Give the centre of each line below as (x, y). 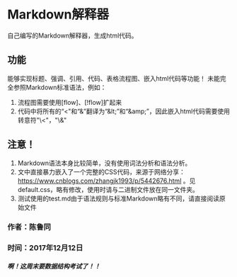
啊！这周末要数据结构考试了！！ (54, 266)
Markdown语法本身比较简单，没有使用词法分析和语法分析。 (104, 163)
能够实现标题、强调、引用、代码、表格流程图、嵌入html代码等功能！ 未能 (114, 78)
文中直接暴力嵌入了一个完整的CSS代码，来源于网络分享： (101, 171)
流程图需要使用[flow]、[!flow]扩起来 (70, 102)
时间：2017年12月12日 (45, 248)
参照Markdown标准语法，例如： (60, 87)
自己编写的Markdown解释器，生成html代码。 (73, 35)
